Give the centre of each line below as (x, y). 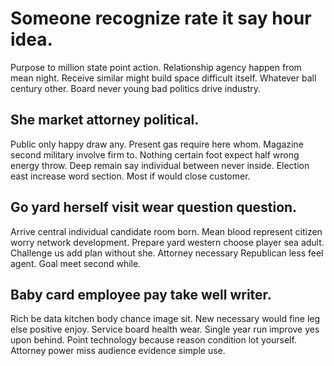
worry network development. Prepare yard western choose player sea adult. (167, 242)
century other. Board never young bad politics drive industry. (136, 88)
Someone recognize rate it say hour (161, 18)
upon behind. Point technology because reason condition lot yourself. (153, 340)
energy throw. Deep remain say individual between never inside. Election (160, 165)
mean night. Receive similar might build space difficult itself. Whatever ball (163, 78)
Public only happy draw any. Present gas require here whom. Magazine (157, 144)
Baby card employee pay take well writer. (141, 294)
